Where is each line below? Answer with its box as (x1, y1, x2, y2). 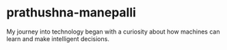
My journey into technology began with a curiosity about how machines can (6, 27, 220, 36)
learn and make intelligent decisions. (6, 34, 110, 42)
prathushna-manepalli (6, 5, 136, 21)
